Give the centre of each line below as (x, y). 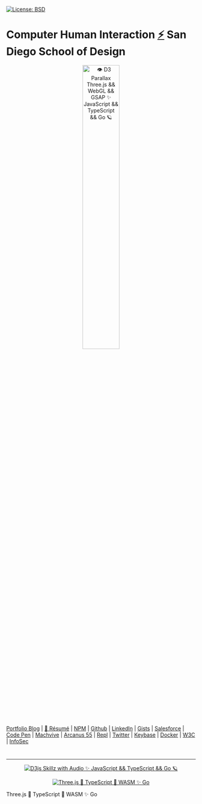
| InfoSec (17, 741)
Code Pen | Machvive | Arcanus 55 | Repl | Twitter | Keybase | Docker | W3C (101, 735)
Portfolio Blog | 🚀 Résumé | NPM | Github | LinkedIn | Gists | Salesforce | (95, 729)
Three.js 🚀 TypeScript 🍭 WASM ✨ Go (52, 794)
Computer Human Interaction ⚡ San (96, 35)
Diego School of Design (66, 52)
